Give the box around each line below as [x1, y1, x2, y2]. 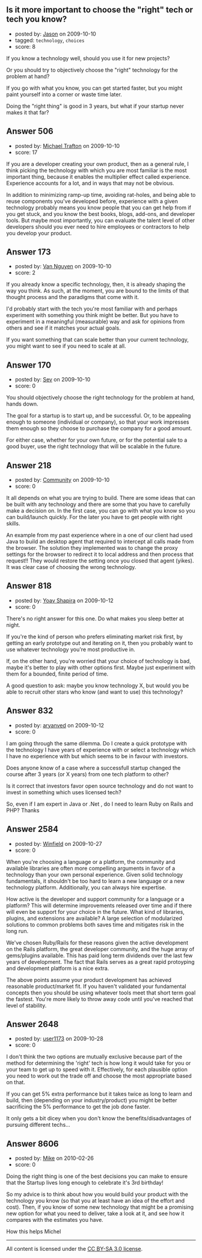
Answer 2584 [6, 824, 59, 834]
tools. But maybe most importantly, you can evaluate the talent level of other [6, 217, 195, 224]
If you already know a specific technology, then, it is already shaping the [6, 281, 186, 288]
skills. [6, 520, 20, 527]
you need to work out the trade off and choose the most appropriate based [6, 1072, 192, 1079]
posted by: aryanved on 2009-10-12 [14, 721, 104, 729]
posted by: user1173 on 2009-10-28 [14, 1035, 103, 1043]
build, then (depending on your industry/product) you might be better [6, 1097, 177, 1104]
